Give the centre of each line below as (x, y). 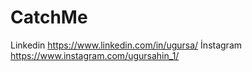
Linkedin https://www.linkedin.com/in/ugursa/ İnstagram (126, 45)
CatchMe (49, 17)
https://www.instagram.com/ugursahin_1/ (95, 55)
